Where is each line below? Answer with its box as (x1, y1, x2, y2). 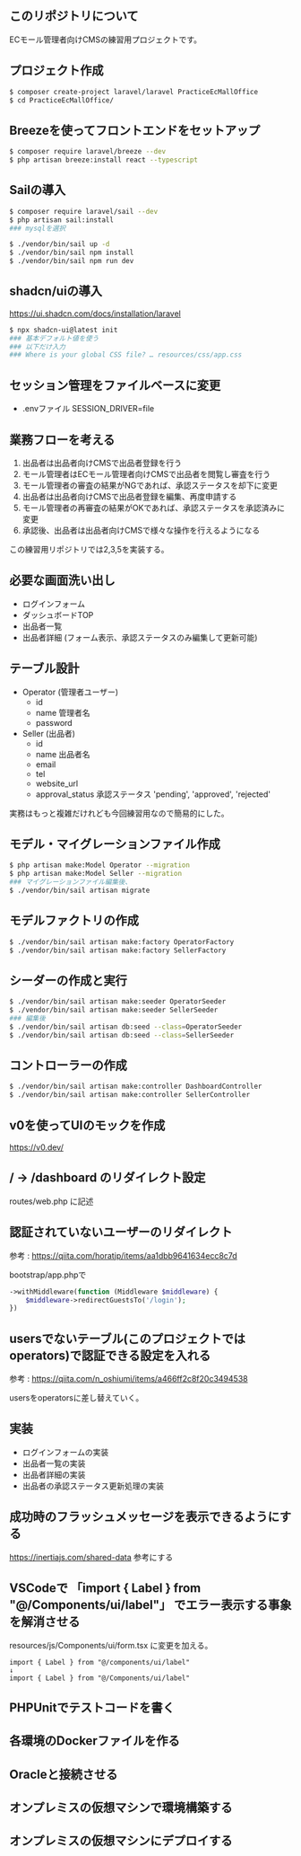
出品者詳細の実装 (21, 1469, 86, 1480)
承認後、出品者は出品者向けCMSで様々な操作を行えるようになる (21, 525, 261, 535)
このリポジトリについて (9, 8, 139, 24)
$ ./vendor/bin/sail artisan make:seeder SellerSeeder (9, 1005, 219, 1015)
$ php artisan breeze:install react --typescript (9, 155, 199, 164)
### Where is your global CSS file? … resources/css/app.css (9, 350, 243, 359)
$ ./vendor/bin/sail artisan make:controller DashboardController (9, 1082, 262, 1092)
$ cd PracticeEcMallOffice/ (9, 95, 115, 105)
